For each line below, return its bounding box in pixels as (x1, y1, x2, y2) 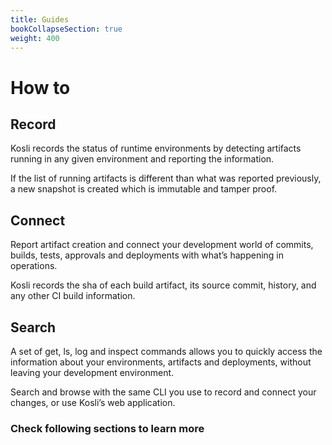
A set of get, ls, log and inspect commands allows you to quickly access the (10, 346, 323, 357)
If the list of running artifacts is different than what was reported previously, (10, 172, 322, 185)
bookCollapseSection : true (10, 24, 123, 34)
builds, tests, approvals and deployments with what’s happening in (10, 249, 284, 261)
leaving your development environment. (10, 367, 175, 378)
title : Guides (10, 14, 70, 25)
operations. (10, 260, 58, 272)
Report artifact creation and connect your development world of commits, (10, 239, 314, 251)
